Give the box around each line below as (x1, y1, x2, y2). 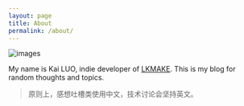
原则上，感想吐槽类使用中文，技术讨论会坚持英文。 (27, 89, 198, 99)
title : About (8, 19, 52, 27)
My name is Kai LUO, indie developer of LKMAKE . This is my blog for (8, 64, 236, 74)
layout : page (8, 11, 52, 20)
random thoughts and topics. (8, 73, 105, 83)
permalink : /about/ (8, 26, 74, 35)
